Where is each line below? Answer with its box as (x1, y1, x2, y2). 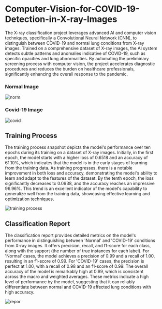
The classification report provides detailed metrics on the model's (5, 232, 136, 239)
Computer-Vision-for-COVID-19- (5, 3, 140, 15)
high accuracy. (5, 289, 35, 295)
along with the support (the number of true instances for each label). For (5, 248, 149, 254)
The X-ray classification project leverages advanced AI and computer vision (5, 30, 156, 35)
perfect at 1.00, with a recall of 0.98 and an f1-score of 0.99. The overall (5, 263, 148, 269)
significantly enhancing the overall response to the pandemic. (5, 71, 128, 77)
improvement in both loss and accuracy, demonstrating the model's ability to (5, 170, 158, 176)
